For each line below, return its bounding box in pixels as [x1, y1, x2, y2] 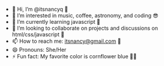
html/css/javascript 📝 [11, 31, 65, 38]
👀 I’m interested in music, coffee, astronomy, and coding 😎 [11, 12, 159, 19]
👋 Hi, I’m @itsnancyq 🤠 [11, 6, 68, 12]
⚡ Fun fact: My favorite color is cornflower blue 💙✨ [11, 53, 137, 59]
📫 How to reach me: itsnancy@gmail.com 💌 [11, 37, 121, 45]
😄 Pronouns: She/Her [11, 46, 67, 53]
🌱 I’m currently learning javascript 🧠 [11, 18, 100, 25]
